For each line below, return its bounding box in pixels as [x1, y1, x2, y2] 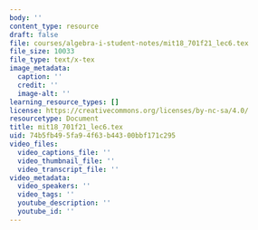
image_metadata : [9, 64, 71, 73]
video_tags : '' [17, 190, 75, 199]
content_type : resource [9, 22, 100, 31]
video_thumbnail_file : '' [17, 156, 116, 166]
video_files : [9, 139, 59, 149]
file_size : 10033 [9, 47, 75, 56]
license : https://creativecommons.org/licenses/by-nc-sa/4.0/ [9, 106, 249, 115]
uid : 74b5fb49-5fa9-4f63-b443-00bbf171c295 [9, 131, 177, 140]
